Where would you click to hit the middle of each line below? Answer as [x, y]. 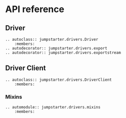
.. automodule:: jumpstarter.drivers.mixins [53, 107]
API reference [35, 9]
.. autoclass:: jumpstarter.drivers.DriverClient [59, 80]
